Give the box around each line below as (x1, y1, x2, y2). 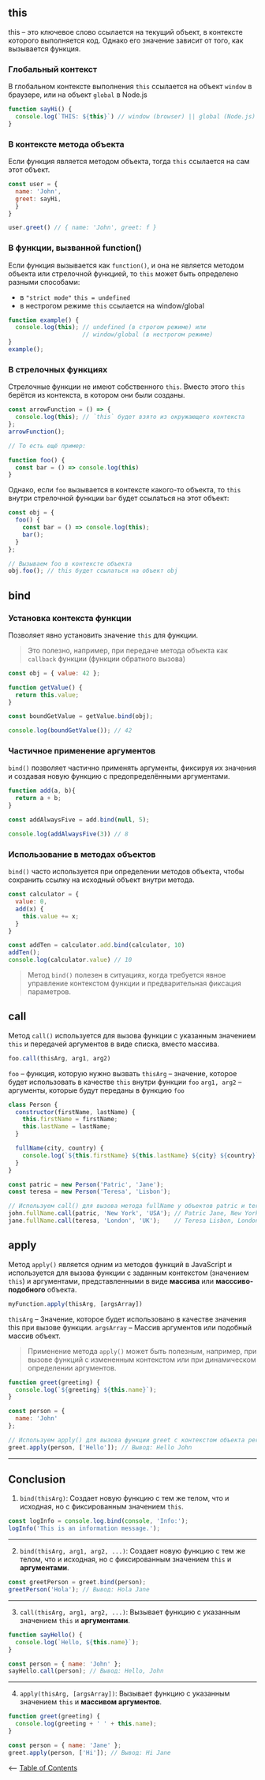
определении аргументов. (27, 1363, 117, 1372)
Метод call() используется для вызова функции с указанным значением (8, 1030, 256, 1040)
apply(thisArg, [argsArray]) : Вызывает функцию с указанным (19, 1688, 230, 1699)
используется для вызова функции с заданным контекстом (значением (8, 1268, 250, 1277)
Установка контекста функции (8, 612, 132, 623)
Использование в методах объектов (8, 848, 156, 859)
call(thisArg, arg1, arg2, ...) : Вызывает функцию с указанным (19, 1607, 241, 1617)
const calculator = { (8, 891, 80, 899)
